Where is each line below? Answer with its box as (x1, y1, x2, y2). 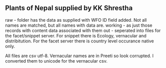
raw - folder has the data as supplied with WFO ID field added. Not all (5, 17, 147, 23)
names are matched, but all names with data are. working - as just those (5, 22, 153, 28)
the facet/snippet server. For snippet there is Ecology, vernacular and (5, 33, 147, 38)
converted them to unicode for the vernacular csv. (5, 58, 108, 64)
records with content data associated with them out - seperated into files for (5, 27, 161, 34)
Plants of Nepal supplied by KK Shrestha (5, 4, 133, 12)
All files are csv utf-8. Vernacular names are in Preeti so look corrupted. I (5, 53, 154, 59)
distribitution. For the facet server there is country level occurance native (5, 38, 155, 44)
